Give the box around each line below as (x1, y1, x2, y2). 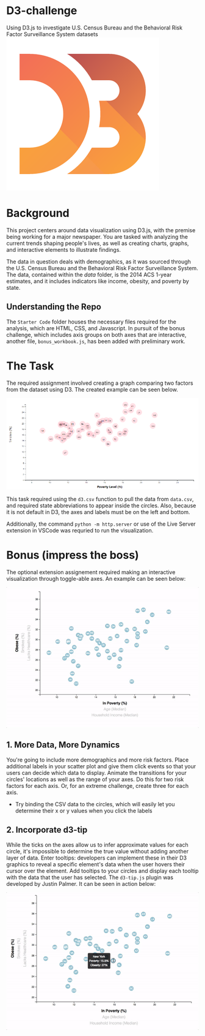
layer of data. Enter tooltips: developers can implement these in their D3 (6, 854, 187, 861)
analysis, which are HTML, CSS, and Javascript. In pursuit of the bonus (6, 324, 185, 331)
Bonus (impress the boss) (6, 548, 139, 562)
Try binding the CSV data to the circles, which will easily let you (15, 800, 175, 807)
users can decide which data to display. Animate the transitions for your (6, 769, 187, 776)
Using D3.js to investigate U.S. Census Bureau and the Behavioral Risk (6, 24, 183, 31)
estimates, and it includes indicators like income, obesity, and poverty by (6, 277, 189, 285)
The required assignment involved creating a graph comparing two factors (6, 379, 193, 387)
